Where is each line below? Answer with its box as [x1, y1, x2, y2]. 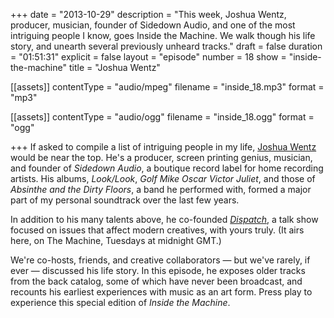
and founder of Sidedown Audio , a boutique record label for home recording [10, 162, 324, 174]
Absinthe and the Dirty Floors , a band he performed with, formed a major [10, 184, 312, 195]
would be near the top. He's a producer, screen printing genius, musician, [10, 152, 313, 163]
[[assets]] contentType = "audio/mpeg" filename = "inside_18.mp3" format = [10, 81, 325, 93]
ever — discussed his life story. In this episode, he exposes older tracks [10, 265, 306, 276]
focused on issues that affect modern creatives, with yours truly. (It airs [10, 224, 305, 236]
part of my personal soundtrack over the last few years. [10, 194, 240, 206]
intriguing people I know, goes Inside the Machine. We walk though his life [10, 30, 316, 41]
